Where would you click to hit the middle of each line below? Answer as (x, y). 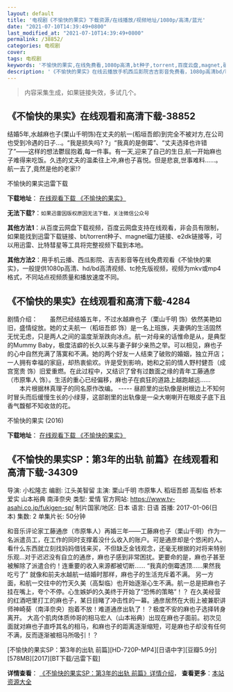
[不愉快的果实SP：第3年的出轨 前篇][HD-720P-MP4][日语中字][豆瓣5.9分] (112, 650)
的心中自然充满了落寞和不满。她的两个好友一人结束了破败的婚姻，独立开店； (116, 354)
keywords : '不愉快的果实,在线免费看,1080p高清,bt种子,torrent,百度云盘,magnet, (115, 65)
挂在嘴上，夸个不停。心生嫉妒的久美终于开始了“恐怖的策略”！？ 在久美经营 (114, 591)
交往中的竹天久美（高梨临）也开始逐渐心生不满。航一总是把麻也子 (131, 582)
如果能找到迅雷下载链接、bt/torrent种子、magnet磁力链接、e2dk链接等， (112, 236)
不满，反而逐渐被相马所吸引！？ (53, 634)
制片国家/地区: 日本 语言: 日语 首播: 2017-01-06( (144, 508)
